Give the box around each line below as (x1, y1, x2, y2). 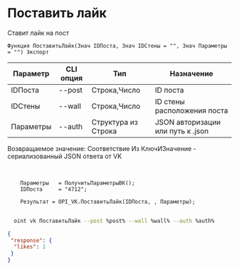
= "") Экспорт (7, 48, 50, 56)
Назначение (169, 68, 213, 78)
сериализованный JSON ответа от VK (7, 152, 122, 160)
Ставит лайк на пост (7, 28, 70, 37)
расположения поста (154, 105, 228, 115)
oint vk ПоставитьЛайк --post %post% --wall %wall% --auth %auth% (14, 217, 215, 224)
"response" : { (10, 237, 53, 244)
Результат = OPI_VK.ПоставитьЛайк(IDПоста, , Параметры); (20, 198, 196, 205)
